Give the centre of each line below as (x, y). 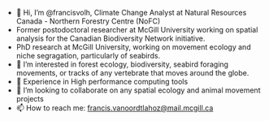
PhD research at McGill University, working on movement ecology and (133, 47)
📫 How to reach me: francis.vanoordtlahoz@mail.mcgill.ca (115, 108)
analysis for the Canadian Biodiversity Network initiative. (111, 38)
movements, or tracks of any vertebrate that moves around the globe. (132, 73)
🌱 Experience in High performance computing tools (102, 82)
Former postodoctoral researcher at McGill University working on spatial (137, 30)
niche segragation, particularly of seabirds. (88, 56)
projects (30, 99)
